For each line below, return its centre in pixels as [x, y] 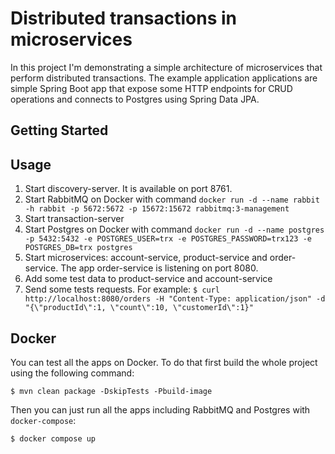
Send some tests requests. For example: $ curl [122, 289]
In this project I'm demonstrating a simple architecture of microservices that [166, 67]
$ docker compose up [53, 438]
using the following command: [72, 373]
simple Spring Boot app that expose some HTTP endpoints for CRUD [151, 88]
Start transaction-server [74, 219]
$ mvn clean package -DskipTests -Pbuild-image [111, 391]
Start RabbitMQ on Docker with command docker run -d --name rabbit [172, 199]
